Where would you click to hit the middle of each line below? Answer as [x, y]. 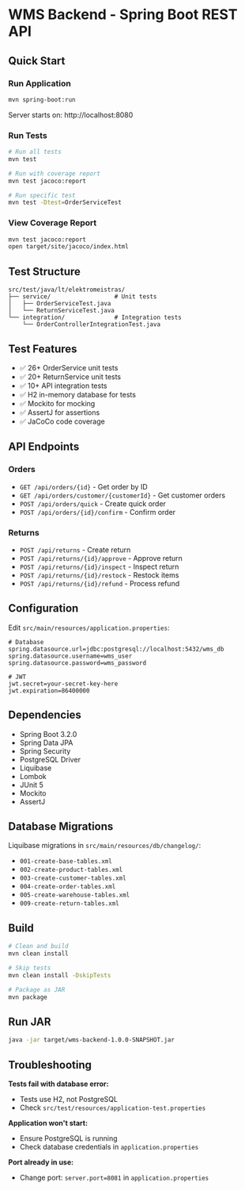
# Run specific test [42, 195]
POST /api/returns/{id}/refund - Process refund [100, 583]
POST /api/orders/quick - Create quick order [92, 503]
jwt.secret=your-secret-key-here [63, 684]
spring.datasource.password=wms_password [77, 663]
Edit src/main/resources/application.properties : [89, 628]
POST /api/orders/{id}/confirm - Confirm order [98, 512]
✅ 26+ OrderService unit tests [69, 367]
